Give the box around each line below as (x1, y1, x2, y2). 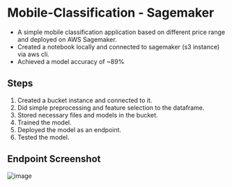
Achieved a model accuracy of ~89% (17, 57, 125, 65)
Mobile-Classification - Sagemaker (7, 5, 215, 21)
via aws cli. (17, 50, 50, 58)
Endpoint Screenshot (7, 153, 101, 165)
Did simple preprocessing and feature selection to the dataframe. (17, 103, 205, 112)
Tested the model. (17, 133, 70, 141)
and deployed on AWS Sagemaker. (17, 35, 117, 43)
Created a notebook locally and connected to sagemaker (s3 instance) (17, 42, 220, 51)
